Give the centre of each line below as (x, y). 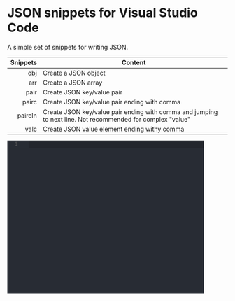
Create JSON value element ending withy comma (114, 129)
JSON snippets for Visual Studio (102, 13)
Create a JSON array (73, 83)
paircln (27, 115)
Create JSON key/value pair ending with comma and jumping (130, 112)
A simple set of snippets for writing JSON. (68, 47)
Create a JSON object (74, 73)
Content (134, 63)
